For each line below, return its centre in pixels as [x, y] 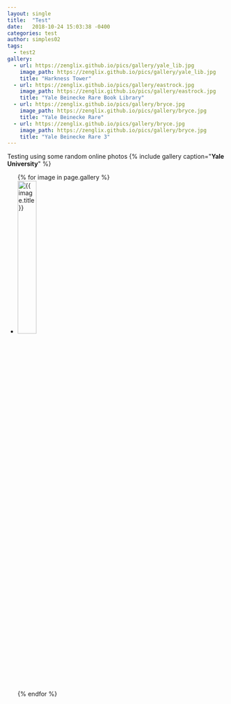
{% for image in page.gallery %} [63, 178]
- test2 [25, 53]
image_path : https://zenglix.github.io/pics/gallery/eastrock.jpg [118, 91]
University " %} [29, 164]
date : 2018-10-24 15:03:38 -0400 [59, 26]
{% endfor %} [37, 694]
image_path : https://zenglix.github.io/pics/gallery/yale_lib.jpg [118, 72]
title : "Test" [29, 20]
